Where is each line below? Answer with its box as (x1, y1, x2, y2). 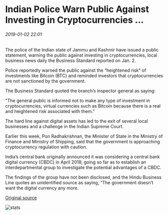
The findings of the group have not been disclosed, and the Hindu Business (5, 174, 162, 180)
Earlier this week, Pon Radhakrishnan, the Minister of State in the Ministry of (5, 133, 163, 139)
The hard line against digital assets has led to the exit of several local (5, 118, 148, 124)
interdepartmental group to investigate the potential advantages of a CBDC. (5, 165, 162, 171)
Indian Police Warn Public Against (5, 4, 149, 15)
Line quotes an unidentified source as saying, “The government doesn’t (5, 180, 153, 186)
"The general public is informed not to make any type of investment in (5, 97, 150, 104)
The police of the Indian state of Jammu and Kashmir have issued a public (5, 47, 159, 53)
